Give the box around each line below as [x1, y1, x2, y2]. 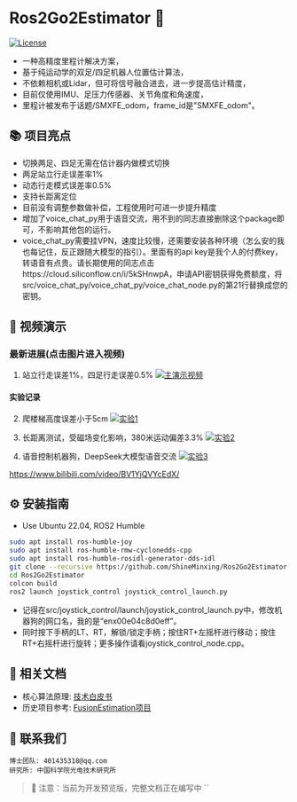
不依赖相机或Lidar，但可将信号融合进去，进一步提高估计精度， [21, 77, 251, 88]
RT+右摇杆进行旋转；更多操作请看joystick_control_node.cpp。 [21, 638, 250, 649]
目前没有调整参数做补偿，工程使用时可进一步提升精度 [21, 201, 217, 212]
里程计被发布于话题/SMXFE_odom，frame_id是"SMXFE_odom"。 [21, 99, 260, 110]
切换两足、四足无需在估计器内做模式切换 [21, 157, 170, 168]
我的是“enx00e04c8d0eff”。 [76, 616, 182, 626]
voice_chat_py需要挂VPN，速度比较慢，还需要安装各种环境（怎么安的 [21, 235, 277, 246]
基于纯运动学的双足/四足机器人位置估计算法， [21, 67, 189, 77]
